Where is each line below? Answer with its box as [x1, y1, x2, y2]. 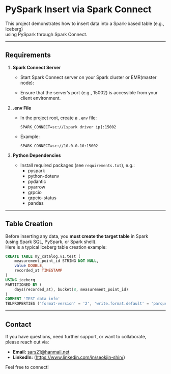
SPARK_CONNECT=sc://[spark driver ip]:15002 [20, 124, 117, 129]
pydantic [27, 178, 46, 184]
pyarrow [27, 183, 46, 190]
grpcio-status [27, 195, 57, 201]
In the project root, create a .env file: [20, 115, 97, 121]
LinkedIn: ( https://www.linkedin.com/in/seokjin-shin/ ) [12, 354, 126, 360]
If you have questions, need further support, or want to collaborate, [5, 334, 147, 339]
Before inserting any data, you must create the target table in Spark [5, 233, 149, 239]
